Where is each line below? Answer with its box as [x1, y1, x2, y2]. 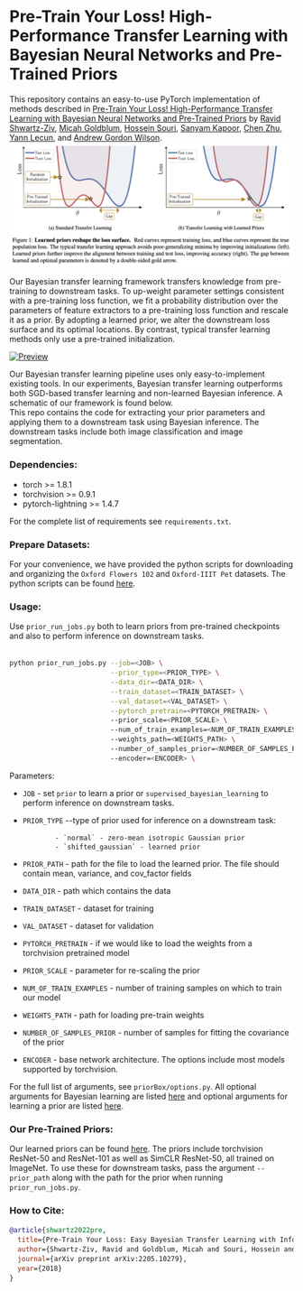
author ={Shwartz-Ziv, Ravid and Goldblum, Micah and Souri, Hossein [17, 1245, 280, 1254]
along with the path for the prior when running [51, 1172, 224, 1184]
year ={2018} [17, 1264, 63, 1273]
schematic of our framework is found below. [9, 397, 174, 408]
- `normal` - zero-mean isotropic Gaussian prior [55, 833, 245, 842]
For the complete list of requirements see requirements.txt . [9, 515, 232, 526]
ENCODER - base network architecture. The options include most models [22, 1054, 286, 1064]
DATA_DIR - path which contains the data [22, 885, 171, 896]
